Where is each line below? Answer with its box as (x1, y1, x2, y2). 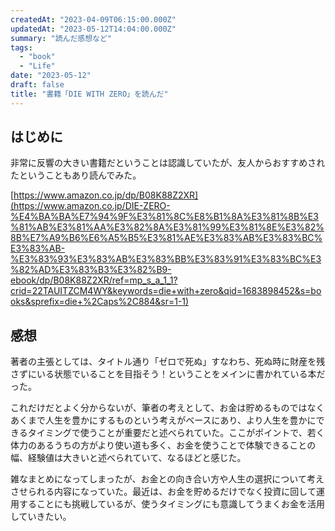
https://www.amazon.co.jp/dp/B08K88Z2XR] (13, 189, 199, 201)
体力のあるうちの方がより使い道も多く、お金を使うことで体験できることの (10, 439, 317, 451)
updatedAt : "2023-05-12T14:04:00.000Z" (10, 24, 177, 34)
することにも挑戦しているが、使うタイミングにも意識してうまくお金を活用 (18, 498, 325, 510)
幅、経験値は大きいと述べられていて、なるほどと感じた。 (10, 452, 247, 464)
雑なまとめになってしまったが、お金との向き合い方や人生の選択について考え (10, 473, 325, 485)
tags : (10, 42, 33, 53)
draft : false (10, 80, 65, 90)
